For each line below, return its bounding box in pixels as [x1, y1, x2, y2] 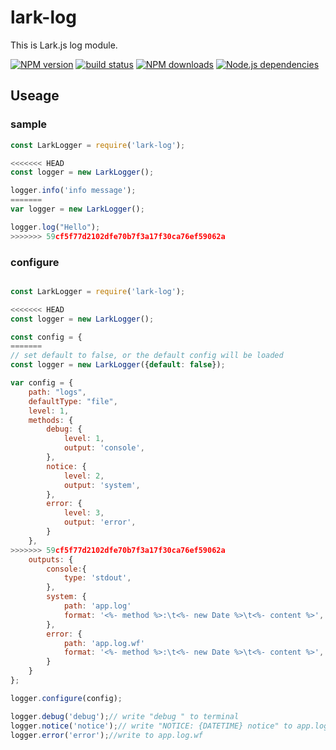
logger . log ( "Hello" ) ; [10, 222, 101, 232]
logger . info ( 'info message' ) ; [10, 186, 137, 196]
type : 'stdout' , [63, 573, 132, 583]
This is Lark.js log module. [10, 39, 118, 51]
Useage [10, 87, 60, 105]
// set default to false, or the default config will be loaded [10, 351, 284, 361]
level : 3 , [63, 508, 105, 518]
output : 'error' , [63, 517, 137, 528]
